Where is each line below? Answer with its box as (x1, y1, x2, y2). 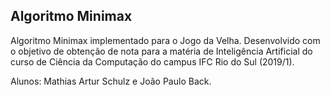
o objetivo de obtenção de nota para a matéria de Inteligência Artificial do (10, 45, 313, 57)
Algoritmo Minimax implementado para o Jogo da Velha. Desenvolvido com (10, 34, 321, 46)
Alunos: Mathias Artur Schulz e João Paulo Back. (10, 75, 212, 87)
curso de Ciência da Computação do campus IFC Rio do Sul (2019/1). (10, 55, 295, 68)
